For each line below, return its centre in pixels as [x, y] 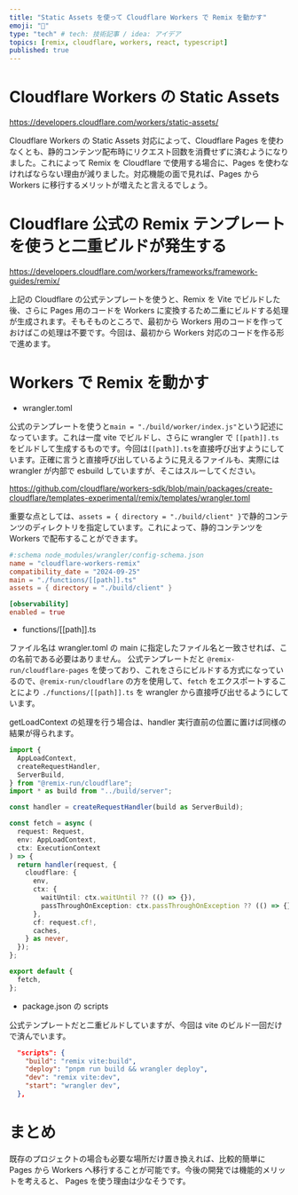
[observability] [39, 605]
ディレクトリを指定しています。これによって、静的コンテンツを [148, 527]
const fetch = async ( [51, 823]
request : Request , [51, 832]
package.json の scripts [65, 1006]
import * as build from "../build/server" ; [91, 791]
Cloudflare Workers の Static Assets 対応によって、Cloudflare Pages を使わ [146, 141]
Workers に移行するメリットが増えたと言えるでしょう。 [111, 185]
